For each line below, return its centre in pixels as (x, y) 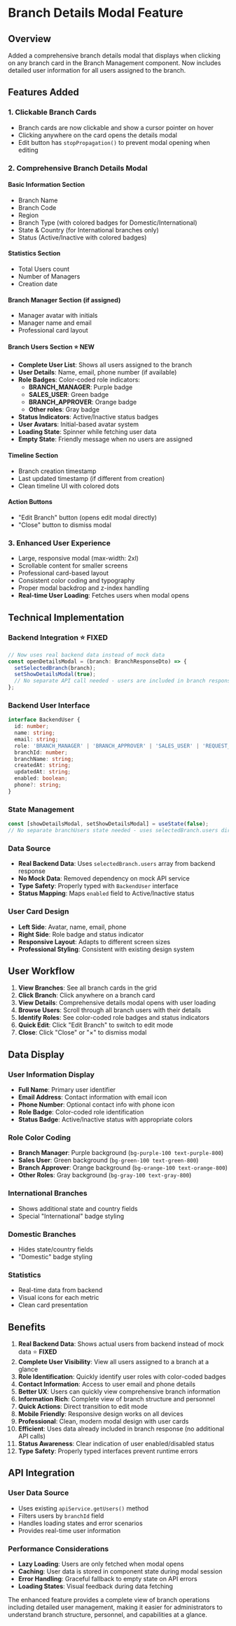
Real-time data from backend (60, 1290)
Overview (30, 39)
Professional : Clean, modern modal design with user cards (103, 1421)
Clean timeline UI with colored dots (69, 486)
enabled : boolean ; (41, 778)
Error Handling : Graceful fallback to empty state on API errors (108, 1578)
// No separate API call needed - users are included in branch (110, 681)
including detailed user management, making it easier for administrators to (115, 1607)
